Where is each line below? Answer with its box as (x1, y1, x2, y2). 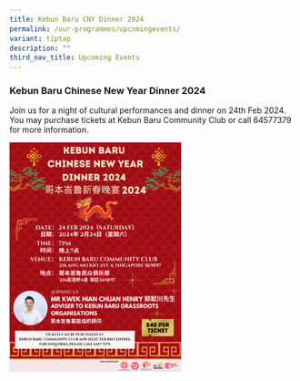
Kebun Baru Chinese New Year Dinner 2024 (9, 85, 206, 98)
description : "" (9, 44, 71, 53)
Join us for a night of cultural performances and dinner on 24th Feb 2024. (9, 105, 286, 116)
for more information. (9, 124, 89, 136)
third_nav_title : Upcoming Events (9, 53, 141, 63)
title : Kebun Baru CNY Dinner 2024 (9, 15, 145, 24)
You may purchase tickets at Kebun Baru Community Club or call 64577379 (9, 115, 293, 126)
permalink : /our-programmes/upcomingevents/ (9, 24, 181, 34)
